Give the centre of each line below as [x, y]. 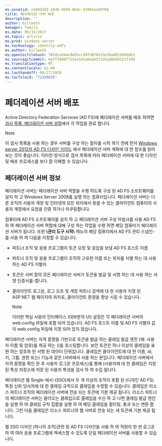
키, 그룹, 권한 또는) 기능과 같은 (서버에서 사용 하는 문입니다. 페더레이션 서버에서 [79, 357]
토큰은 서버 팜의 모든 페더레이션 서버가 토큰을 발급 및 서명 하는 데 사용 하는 [82, 274]
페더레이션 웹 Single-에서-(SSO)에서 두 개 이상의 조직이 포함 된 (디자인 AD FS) [80, 380]
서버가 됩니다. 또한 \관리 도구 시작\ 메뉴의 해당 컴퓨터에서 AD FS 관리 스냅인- [82, 231]
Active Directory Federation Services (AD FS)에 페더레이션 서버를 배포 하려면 [80, 117]
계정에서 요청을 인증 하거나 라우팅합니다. [52, 209]
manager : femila [21, 28]
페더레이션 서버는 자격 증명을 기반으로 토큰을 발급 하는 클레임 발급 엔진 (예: [75, 339]
